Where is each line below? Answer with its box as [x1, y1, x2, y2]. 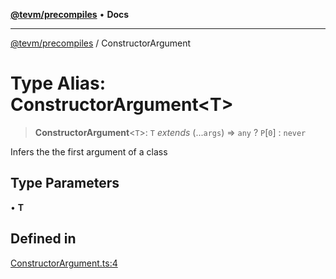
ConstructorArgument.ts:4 [10, 257, 118, 269]
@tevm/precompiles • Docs [10, 9, 130, 20]
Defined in [10, 230, 77, 248]
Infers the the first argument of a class [10, 145, 168, 158]
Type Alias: [10, 72, 107, 95]
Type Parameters [10, 175, 120, 192]
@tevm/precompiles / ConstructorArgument [10, 37, 192, 49]
